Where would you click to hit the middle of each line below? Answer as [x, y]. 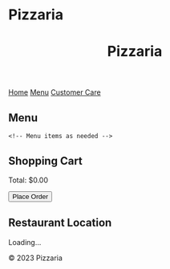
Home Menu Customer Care [55, 92]
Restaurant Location [60, 223]
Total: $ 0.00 [28, 180]
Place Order [30, 197]
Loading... [25, 242]
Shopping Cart [45, 161]
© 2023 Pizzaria [35, 258]
